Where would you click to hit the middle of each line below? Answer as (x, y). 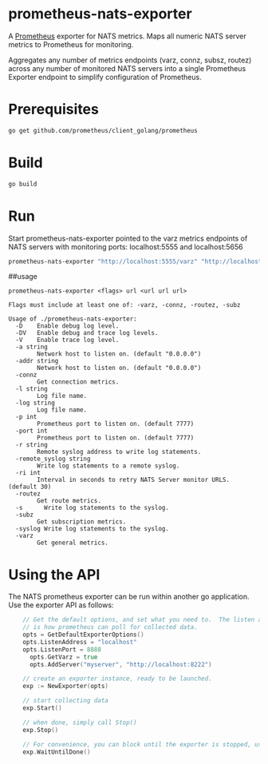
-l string (32, 389)
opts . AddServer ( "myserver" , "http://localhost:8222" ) (121, 664)
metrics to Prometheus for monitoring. (71, 44)
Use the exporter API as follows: (61, 605)
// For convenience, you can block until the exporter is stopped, (137, 744)
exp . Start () (42, 708)
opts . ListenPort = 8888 (62, 649)
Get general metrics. (73, 543)
